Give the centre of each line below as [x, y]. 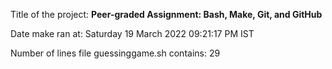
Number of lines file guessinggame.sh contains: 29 [115, 53]
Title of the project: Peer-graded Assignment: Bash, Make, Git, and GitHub [166, 14]
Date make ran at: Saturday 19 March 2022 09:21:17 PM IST [132, 33]
